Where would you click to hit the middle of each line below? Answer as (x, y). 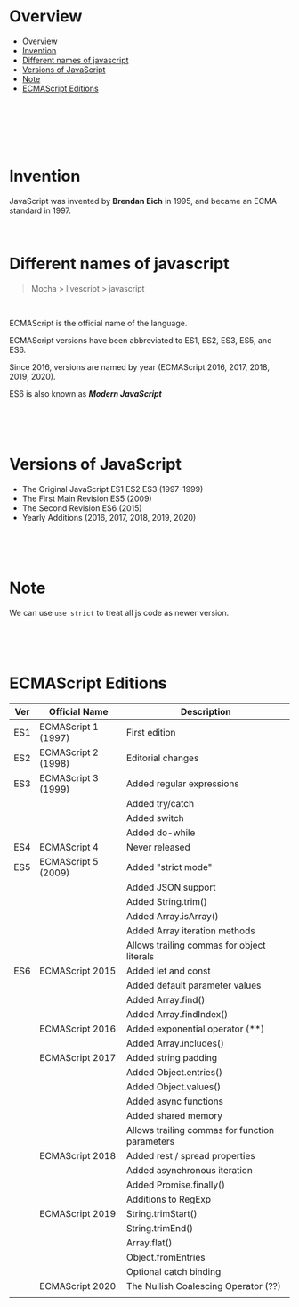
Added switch (155, 818)
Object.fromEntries (166, 1257)
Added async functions (175, 1101)
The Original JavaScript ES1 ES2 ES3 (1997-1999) (113, 489)
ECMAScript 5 (69, 861)
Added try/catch (160, 803)
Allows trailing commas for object (196, 945)
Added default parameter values (194, 985)
